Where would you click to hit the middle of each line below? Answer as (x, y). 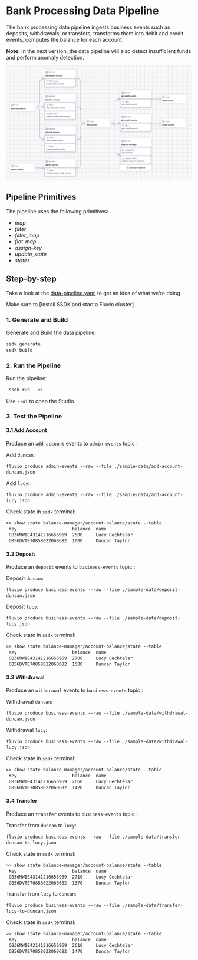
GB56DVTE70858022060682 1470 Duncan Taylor (70, 951)
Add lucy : (18, 483)
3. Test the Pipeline (34, 416)
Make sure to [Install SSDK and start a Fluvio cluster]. (71, 304)
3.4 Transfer (22, 800)
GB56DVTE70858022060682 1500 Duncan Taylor (70, 664)
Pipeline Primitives (41, 197)
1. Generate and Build (37, 319)
